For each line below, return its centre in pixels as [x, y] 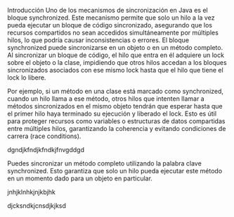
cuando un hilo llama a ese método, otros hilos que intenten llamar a [106, 99]
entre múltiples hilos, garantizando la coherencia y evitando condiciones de [117, 129]
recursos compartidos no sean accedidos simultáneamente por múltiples [113, 32]
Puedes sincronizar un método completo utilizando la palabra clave [104, 163]
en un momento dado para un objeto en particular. [80, 178]
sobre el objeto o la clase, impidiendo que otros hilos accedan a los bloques [117, 62]
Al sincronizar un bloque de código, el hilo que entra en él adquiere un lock [116, 55]
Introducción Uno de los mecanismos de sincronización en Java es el [108, 10]
